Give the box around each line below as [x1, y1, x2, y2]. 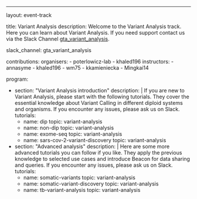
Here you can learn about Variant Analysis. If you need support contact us [6, 29, 185, 36]
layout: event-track [6, 12, 52, 18]
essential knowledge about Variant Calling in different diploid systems [14, 99, 183, 106]
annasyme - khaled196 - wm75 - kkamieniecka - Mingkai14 [6, 64, 150, 71]
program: [6, 76, 29, 83]
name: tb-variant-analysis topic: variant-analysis [23, 187, 141, 193]
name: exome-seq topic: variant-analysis [23, 131, 123, 138]
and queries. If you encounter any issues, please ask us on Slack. [14, 162, 173, 169]
